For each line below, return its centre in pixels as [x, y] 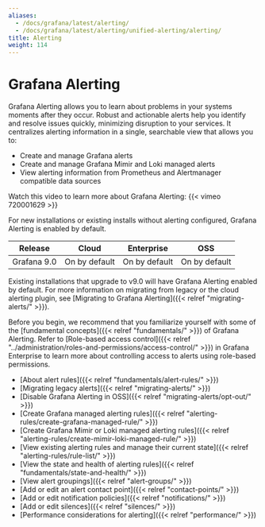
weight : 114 [28, 45]
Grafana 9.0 [35, 262]
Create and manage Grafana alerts [76, 156]
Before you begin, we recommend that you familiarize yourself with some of [132, 322]
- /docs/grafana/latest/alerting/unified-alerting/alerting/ [119, 30]
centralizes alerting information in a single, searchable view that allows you [131, 132]
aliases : [23, 15]
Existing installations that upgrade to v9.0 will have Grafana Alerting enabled [133, 281]
